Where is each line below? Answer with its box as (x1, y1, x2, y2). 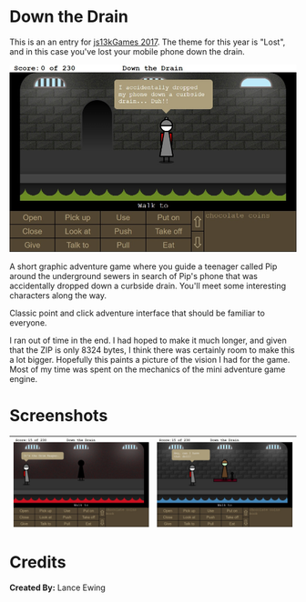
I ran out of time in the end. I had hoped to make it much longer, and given (9, 335, 287, 346)
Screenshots (9, 405, 108, 426)
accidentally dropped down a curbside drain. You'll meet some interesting (9, 280, 287, 291)
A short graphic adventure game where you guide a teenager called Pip (9, 261, 278, 272)
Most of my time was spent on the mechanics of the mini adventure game (9, 364, 286, 375)
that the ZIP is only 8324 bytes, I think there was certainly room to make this (9, 344, 295, 356)
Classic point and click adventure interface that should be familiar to (9, 307, 266, 318)
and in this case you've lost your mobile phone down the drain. (9, 45, 246, 56)
